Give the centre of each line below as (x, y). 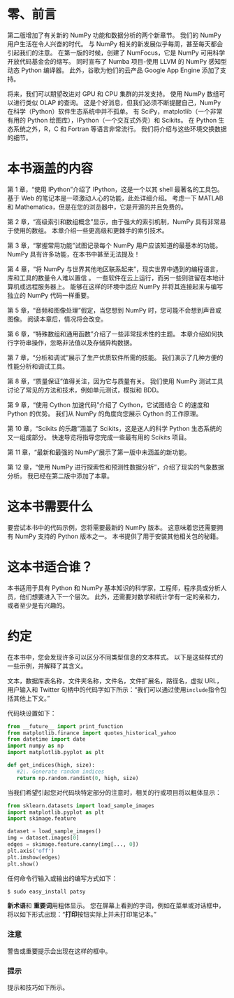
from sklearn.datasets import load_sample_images (81, 806)
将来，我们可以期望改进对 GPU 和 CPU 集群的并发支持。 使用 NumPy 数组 (113, 94)
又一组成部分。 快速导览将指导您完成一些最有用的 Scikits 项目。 (99, 437)
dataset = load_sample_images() (54, 831)
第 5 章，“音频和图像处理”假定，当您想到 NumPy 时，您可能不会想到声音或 (115, 310)
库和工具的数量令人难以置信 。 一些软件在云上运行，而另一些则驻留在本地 (113, 278)
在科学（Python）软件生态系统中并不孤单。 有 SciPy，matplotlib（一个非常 (115, 111)
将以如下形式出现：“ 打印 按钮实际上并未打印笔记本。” (82, 915)
